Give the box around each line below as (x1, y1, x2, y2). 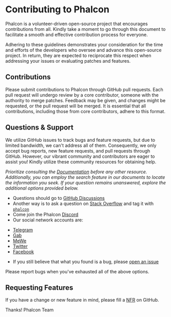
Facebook (12, 248, 34, 255)
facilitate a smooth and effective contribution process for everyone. (5, 31, 148, 38)
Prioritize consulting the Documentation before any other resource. (5, 169, 147, 175)
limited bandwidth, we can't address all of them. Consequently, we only (5, 142, 157, 148)
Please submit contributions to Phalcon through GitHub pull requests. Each (5, 86, 163, 92)
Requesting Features (5, 283, 73, 292)
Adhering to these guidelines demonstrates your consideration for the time (5, 41, 163, 47)
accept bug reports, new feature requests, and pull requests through (5, 147, 150, 154)
